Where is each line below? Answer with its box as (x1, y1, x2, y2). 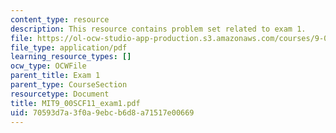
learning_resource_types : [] (10, 52, 132, 62)
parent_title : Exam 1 (10, 71, 101, 81)
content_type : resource (10, 14, 110, 25)
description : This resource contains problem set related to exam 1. (10, 24, 307, 34)
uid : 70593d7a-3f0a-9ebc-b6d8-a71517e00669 (10, 107, 195, 118)
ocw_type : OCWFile (10, 61, 87, 71)
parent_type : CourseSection (10, 80, 128, 90)
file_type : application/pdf (10, 42, 128, 53)
